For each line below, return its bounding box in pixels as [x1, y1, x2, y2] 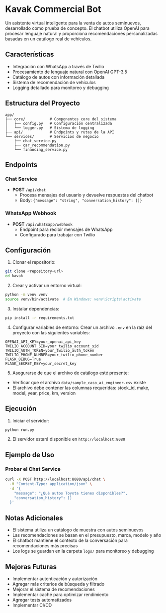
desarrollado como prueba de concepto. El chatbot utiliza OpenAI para [5, 25, 150, 31]
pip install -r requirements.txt [5, 315, 75, 320]
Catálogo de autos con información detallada [12, 74, 105, 80]
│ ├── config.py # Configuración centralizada [5, 121, 112, 126]
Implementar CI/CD [12, 602, 52, 608]
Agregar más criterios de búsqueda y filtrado [12, 581, 105, 587]
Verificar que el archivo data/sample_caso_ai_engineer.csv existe [12, 379, 146, 385]
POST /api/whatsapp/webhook [12, 221, 73, 227]
